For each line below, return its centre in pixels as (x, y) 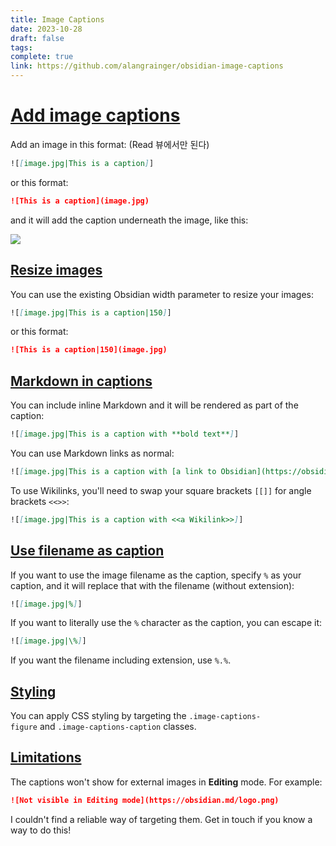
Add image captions (95, 115)
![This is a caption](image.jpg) (80, 201)
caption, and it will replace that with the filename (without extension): (152, 585)
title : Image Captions (57, 19)
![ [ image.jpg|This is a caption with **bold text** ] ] (125, 434)
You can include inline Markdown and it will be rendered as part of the (154, 405)
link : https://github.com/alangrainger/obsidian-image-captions (147, 66)
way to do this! (41, 830)
